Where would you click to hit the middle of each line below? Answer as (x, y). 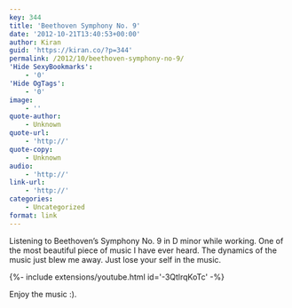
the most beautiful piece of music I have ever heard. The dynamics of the (143, 250)
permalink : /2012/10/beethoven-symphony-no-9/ (97, 59)
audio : (21, 166)
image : (21, 100)
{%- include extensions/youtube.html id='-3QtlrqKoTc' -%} (117, 277)
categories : (31, 199)
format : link (33, 215)
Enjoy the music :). (43, 294)
